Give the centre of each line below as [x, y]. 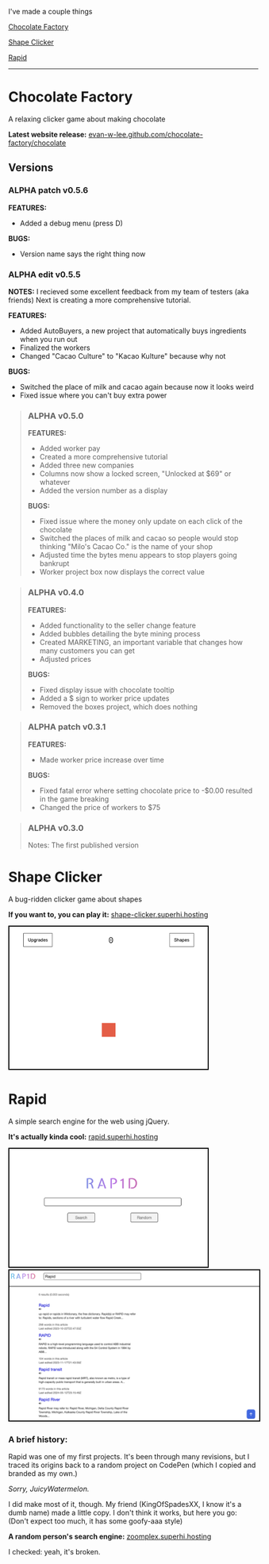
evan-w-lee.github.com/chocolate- [146, 134]
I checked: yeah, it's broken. [54, 1552]
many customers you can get [87, 651]
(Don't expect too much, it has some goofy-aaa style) [96, 1521]
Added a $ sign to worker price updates [104, 698]
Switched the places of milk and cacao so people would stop [139, 538]
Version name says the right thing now [83, 254]
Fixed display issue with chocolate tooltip [107, 690]
